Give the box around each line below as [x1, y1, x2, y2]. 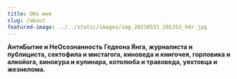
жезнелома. [7, 65, 46, 74]
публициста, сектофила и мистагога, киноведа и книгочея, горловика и [7, 50, 231, 59]
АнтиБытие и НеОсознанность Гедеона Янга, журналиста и [7, 43, 193, 51]
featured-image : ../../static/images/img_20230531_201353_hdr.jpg [7, 23, 207, 30]
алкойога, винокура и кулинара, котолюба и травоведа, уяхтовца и [7, 58, 218, 66]
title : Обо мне [7, 10, 52, 18]
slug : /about [7, 17, 46, 24]
